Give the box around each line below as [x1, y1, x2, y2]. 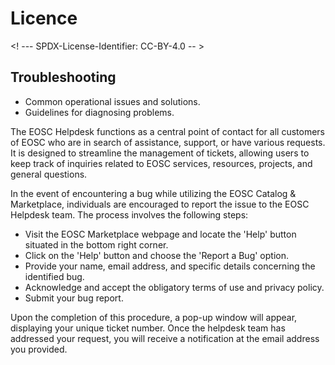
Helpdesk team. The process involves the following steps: [10, 208, 249, 221]
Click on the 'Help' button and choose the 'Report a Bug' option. [24, 249, 290, 261]
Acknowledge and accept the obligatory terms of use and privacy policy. [24, 281, 325, 293]
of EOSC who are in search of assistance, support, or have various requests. [10, 136, 326, 148]
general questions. [10, 168, 88, 180]
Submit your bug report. [24, 292, 124, 304]
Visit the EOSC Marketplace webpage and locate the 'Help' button [24, 228, 297, 240]
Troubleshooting [10, 69, 117, 86]
